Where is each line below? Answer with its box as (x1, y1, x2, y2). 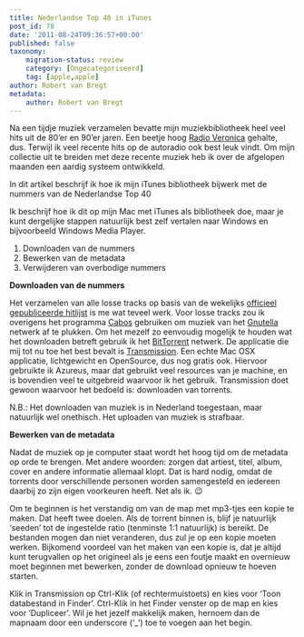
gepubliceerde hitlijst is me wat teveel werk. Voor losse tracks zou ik (9, 307, 265, 318)
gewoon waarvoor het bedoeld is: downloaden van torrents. (9, 384, 233, 395)
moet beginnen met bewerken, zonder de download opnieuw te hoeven (9, 561, 277, 572)
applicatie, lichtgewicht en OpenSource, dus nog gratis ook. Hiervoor (9, 355, 268, 366)
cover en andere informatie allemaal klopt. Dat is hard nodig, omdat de (9, 466, 273, 477)
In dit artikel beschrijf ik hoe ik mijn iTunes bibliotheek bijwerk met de (9, 179, 268, 190)
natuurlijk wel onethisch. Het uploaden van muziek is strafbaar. (9, 412, 245, 423)
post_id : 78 (9, 22, 54, 31)
